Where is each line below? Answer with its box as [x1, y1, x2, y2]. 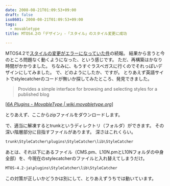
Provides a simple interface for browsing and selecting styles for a [17, 86, 157, 92]
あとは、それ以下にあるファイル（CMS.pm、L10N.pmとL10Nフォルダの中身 [5, 149, 164, 155]
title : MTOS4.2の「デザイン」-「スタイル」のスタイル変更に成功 [5, 31, 127, 36]
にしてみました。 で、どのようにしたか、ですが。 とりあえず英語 [18, 69, 155, 75]
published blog [17, 91, 50, 97]
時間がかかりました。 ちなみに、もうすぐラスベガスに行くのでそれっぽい [5, 63, 158, 69]
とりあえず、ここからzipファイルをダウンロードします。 [5, 112, 123, 118]
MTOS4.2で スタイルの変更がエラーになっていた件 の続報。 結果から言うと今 [5, 50, 165, 56]
